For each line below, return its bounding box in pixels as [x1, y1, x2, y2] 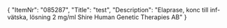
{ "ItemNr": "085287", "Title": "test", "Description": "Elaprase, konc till [7, 6, 209, 14]
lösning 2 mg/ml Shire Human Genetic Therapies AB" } [29, 13, 187, 21]
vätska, [7, 13, 29, 21]
